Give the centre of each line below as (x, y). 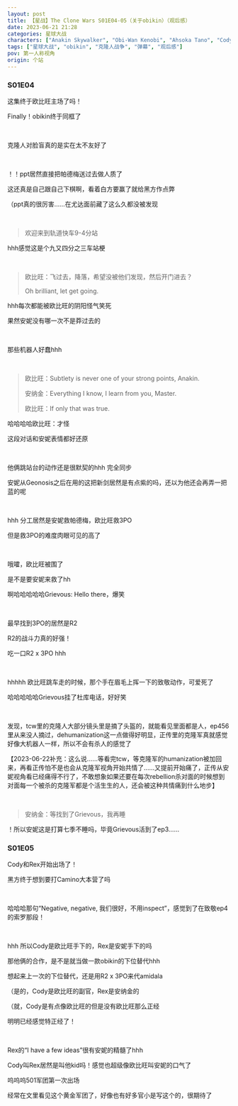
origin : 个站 (25, 60)
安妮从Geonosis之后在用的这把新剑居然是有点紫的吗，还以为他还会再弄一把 (117, 482)
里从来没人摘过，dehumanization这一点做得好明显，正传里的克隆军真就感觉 (118, 735)
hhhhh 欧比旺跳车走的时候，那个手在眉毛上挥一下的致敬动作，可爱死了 (110, 682)
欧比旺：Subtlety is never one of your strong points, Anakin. (112, 378)
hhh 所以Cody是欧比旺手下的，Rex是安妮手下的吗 (80, 946)
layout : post (27, 14)
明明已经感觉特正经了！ (41, 1022)
